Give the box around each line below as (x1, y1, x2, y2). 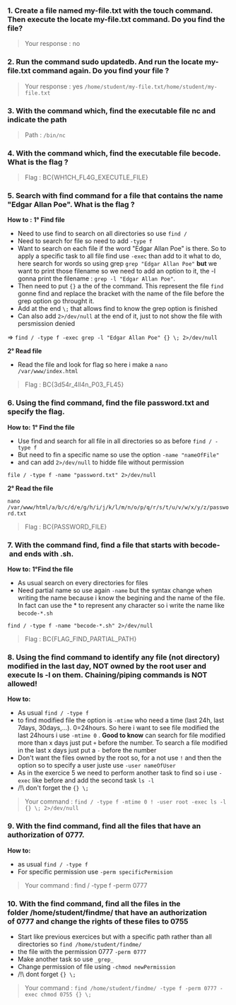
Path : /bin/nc (24, 130, 66, 139)
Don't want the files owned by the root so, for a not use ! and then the (17, 753, 222, 762)
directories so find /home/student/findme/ (17, 939, 142, 948)
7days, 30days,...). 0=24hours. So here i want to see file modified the (17, 724, 220, 732)
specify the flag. (7, 407, 65, 417)
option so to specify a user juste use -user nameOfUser (17, 761, 177, 770)
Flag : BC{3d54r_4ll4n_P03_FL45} (24, 380, 124, 389)
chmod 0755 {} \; (40, 991, 92, 998)
